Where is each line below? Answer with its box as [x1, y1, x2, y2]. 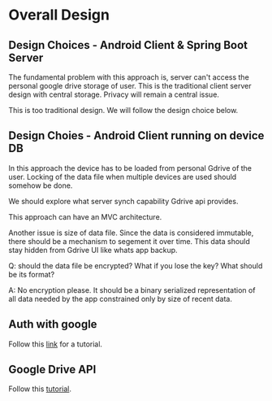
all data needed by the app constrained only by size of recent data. [8, 294, 233, 303]
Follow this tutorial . [8, 384, 71, 394]
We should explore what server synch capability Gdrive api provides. [8, 196, 239, 206]
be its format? [8, 269, 55, 279]
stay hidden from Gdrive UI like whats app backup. [8, 245, 178, 255]
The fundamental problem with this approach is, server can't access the [8, 72, 249, 82]
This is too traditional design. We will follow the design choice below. [8, 106, 239, 115]
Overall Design [8, 6, 110, 24]
